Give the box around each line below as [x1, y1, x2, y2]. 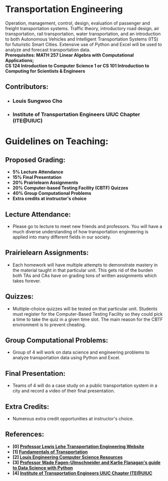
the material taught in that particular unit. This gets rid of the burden [12, 267, 153, 273]
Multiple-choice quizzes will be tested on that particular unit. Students [12, 306, 158, 312]
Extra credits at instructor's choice [12, 195, 87, 201]
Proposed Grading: [5, 155, 66, 164]
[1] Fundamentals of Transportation [12, 448, 88, 454]
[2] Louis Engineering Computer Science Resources [12, 454, 123, 460]
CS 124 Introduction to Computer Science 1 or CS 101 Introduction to [5, 63, 149, 69]
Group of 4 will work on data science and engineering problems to [12, 349, 149, 355]
